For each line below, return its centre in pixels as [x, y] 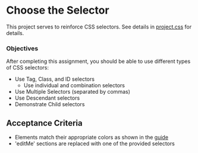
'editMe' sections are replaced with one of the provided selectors [95, 144]
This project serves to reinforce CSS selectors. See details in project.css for [99, 27]
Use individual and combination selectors [74, 85]
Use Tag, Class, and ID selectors [55, 79]
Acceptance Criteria [44, 123]
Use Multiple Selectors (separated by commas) [73, 92]
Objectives [22, 48]
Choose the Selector [58, 10]
